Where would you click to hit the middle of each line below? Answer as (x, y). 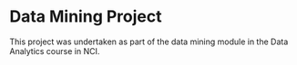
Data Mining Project (86, 17)
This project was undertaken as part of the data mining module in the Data (149, 42)
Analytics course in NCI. (55, 51)
